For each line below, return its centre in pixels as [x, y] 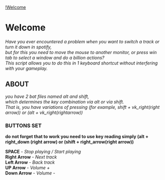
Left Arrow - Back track [30, 162]
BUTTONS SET [23, 126]
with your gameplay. [26, 68]
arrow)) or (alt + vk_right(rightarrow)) [44, 112]
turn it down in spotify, [28, 47]
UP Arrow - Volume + [28, 168]
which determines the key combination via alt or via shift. [65, 102]
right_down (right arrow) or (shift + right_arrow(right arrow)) [70, 142]
